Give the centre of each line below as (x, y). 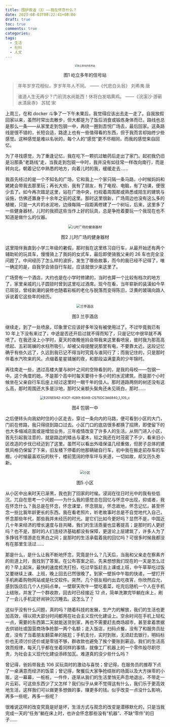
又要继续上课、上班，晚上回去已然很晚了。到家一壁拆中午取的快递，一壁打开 (85, 573)
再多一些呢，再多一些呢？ (32, 696)
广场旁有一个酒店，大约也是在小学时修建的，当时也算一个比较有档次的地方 (83, 277)
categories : (18, 33)
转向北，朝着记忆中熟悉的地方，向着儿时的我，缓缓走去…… (67, 168)
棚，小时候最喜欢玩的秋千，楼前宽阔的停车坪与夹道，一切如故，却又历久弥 (83, 456)
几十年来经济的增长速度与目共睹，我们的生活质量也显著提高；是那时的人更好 (85, 525)
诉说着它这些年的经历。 (30, 296)
